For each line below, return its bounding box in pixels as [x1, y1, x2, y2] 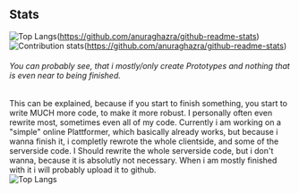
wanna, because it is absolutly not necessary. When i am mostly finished [9, 155, 278, 166]
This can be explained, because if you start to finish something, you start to [9, 98, 288, 109]
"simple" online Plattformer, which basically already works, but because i [9, 127, 278, 138]
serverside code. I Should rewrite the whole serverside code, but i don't [9, 146, 274, 156]
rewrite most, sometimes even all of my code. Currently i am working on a [9, 117, 282, 128]
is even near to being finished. [9, 71, 121, 81]
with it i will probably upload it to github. [9, 164, 157, 175]
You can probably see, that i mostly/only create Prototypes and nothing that [9, 61, 291, 71]
